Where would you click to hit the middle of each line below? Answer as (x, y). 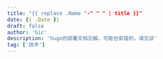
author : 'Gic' (27, 32)
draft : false (26, 26)
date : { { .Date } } (33, 20)
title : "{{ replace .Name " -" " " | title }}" (75, 13)
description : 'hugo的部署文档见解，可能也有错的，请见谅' (82, 39)
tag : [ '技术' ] (26, 45)
